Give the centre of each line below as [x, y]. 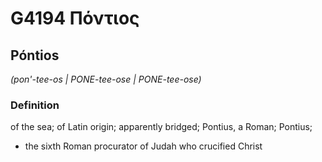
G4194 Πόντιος [75, 18]
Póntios [35, 55]
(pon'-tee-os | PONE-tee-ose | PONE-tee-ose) [106, 79]
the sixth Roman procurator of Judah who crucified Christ [143, 146]
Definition [35, 105]
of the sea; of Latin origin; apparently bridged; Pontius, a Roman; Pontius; [161, 127]
